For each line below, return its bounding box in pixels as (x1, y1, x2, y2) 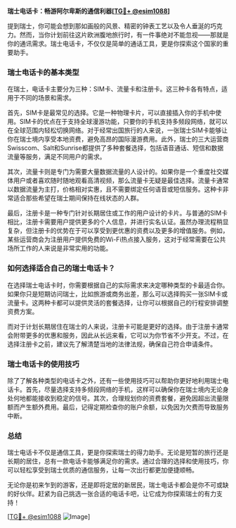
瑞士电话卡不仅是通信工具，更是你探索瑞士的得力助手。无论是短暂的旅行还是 (7, 448, 229, 457)
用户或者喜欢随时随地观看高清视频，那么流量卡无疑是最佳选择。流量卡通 (13, 176, 223, 185)
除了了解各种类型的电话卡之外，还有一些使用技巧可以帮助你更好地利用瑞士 (7, 376, 223, 384)
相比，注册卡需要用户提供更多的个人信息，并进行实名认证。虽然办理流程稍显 (7, 218, 229, 226)
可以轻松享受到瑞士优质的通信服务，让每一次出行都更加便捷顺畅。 (7, 466, 198, 474)
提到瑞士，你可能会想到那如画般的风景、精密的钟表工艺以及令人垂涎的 (7, 22, 211, 30)
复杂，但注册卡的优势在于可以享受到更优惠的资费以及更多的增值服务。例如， (7, 227, 229, 235)
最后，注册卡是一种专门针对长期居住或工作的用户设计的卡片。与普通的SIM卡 (7, 209, 228, 218)
